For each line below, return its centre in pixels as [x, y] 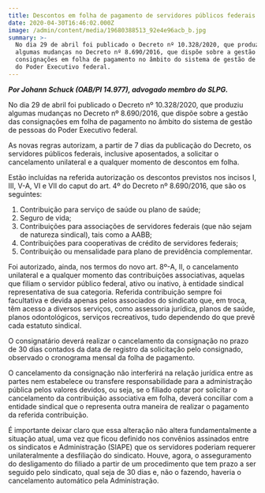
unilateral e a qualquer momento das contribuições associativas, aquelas [127, 275]
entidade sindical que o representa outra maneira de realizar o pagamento [129, 406]
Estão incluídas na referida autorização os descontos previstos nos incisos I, [132, 177]
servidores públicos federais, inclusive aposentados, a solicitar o [114, 153]
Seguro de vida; [45, 217]
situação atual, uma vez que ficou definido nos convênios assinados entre [129, 438]
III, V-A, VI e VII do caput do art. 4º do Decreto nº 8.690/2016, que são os [127, 186]
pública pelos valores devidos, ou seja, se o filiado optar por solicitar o [123, 390]
